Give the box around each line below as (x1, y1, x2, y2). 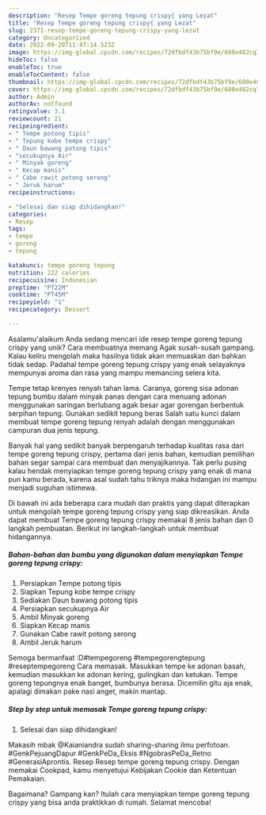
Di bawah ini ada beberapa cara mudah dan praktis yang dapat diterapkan (8, 498, 250, 507)
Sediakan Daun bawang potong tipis (19, 595, 139, 605)
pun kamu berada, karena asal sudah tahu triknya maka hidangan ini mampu (8, 474, 257, 484)
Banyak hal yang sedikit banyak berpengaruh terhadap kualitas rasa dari (8, 441, 244, 450)
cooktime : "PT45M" (8, 291, 69, 299)
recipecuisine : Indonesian (8, 276, 97, 284)
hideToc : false (8, 56, 59, 64)
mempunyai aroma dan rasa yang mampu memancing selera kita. (8, 368, 222, 377)
